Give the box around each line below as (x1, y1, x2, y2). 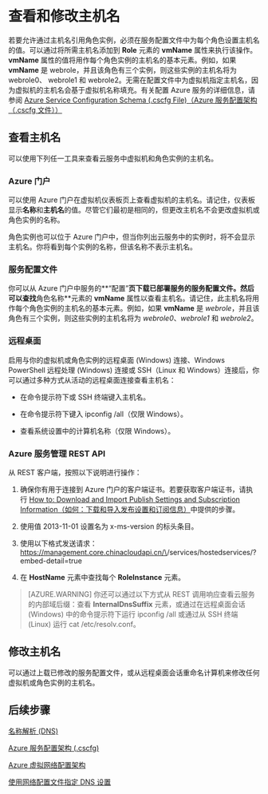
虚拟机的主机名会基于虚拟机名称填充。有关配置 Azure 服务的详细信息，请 (14, 85, 255, 94)
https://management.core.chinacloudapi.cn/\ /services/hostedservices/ (19, 547, 254, 557)
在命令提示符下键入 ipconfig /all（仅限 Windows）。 (19, 409, 188, 419)
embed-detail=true (19, 556, 82, 566)
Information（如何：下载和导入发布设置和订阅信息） (19, 504, 191, 514)
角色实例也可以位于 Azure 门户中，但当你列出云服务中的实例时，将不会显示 (8, 232, 255, 242)
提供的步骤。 (197, 504, 240, 514)
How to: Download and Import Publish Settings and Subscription (29, 494, 241, 504)
